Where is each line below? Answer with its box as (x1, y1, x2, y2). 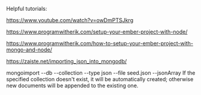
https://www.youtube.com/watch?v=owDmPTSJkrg (6, 17, 134, 23)
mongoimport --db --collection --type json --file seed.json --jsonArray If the (6, 69, 196, 76)
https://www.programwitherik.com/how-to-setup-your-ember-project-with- (6, 40, 194, 47)
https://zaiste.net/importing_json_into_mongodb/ (6, 58, 127, 65)
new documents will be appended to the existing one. (6, 82, 139, 89)
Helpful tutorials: (6, 5, 47, 12)
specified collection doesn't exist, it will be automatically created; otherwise (6, 76, 194, 82)
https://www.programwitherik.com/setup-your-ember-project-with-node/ (6, 28, 188, 35)
